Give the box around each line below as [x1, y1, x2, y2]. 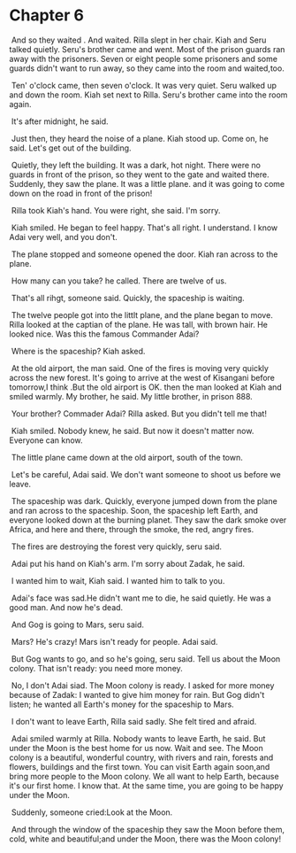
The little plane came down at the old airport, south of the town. [11, 452, 243, 462]
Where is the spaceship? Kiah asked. [11, 345, 146, 356]
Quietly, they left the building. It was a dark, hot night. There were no [11, 159, 261, 170]
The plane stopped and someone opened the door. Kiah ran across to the [11, 249, 278, 260]
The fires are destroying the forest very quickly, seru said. [11, 541, 223, 552]
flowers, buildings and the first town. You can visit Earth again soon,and [9, 761, 270, 772]
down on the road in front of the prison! [9, 188, 153, 198]
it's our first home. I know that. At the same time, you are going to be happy [9, 780, 285, 791]
